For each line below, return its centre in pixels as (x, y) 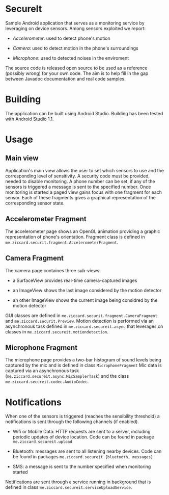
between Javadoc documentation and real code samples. (65, 79)
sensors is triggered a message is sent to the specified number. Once (78, 187)
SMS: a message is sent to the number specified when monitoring (82, 466)
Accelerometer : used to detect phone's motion (61, 38)
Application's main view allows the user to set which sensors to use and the (85, 170)
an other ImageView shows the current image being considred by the (85, 300)
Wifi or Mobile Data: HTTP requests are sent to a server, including (81, 432)
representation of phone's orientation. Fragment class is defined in (75, 237)
